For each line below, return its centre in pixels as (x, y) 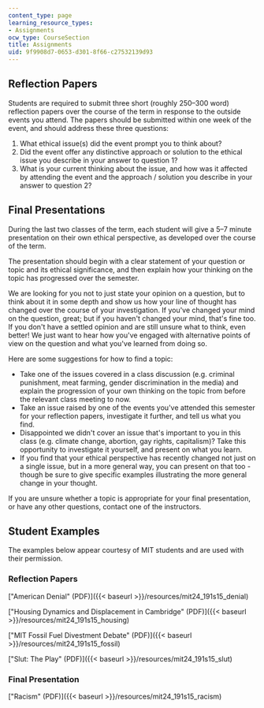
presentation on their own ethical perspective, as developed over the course (132, 237)
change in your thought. (58, 483)
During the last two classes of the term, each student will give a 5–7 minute (130, 229)
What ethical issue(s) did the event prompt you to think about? (121, 143)
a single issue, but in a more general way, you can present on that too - (135, 466)
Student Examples (54, 532)
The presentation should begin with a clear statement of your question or (127, 261)
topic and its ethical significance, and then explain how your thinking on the (131, 270)
